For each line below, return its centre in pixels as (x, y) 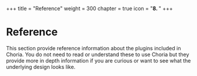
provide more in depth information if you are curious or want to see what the (98, 60)
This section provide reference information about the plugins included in (94, 48)
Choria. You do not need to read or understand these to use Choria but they (98, 54)
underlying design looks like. (41, 67)
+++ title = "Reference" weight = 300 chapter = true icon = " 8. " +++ (90, 8)
